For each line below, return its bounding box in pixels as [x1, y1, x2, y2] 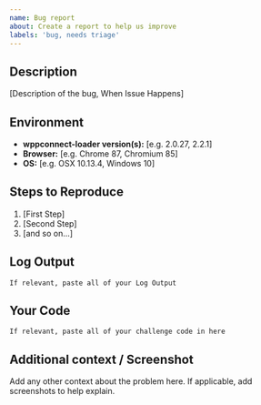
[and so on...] [22, 228, 74, 238]
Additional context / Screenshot [9, 351, 194, 367]
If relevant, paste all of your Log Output [9, 278, 177, 288]
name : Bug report [9, 13, 75, 23]
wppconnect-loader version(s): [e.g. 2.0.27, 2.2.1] [22, 138, 213, 149]
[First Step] [22, 208, 65, 219]
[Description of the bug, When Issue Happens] [9, 88, 185, 99]
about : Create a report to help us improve [9, 22, 177, 31]
